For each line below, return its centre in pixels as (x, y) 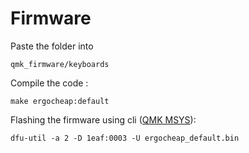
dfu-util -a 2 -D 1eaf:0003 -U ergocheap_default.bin (125, 138)
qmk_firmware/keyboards (60, 64)
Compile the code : (49, 83)
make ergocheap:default (60, 101)
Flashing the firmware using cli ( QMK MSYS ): (103, 119)
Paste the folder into (52, 46)
